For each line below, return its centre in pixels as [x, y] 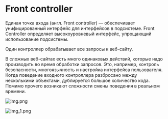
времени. [16, 91]
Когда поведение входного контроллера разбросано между [71, 75]
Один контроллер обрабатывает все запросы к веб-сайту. [69, 49]
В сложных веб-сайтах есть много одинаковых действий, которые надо [84, 58]
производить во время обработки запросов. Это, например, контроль [82, 64]
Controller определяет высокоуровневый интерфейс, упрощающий [78, 34]
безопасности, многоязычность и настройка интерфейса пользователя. [84, 70]
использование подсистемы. [37, 39]
